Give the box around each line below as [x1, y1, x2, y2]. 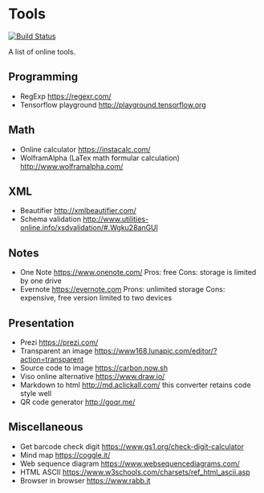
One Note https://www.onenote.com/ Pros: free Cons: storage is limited [19, 268, 257, 277]
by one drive [19, 276, 62, 285]
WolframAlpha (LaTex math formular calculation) [19, 153, 181, 163]
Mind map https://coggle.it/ [19, 450, 111, 459]
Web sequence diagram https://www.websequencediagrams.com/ [19, 459, 240, 468]
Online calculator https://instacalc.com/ [19, 144, 151, 154]
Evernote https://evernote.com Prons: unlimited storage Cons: [19, 285, 225, 294]
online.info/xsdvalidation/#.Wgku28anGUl [19, 223, 158, 232]
